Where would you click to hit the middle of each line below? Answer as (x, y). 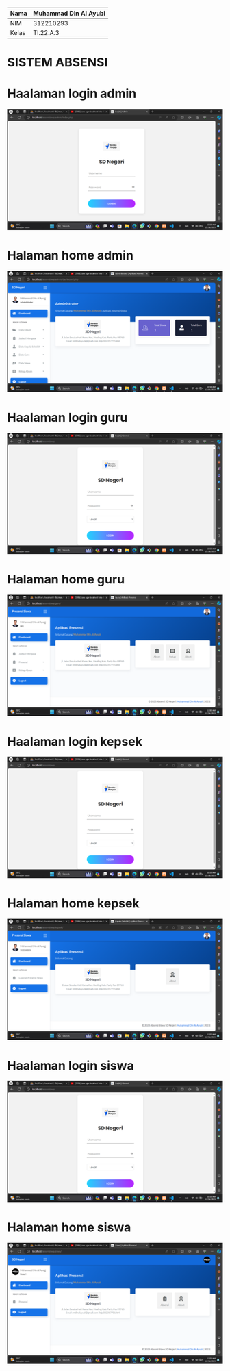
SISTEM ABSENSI (57, 62)
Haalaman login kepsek (75, 741)
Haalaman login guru (67, 417)
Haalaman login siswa (71, 1065)
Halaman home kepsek (73, 904)
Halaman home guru (66, 580)
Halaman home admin (70, 256)
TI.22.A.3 (46, 33)
